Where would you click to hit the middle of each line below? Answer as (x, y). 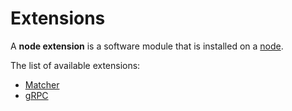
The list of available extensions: (75, 65)
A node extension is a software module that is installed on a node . (147, 46)
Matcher (42, 84)
